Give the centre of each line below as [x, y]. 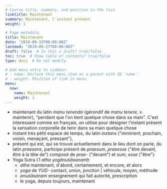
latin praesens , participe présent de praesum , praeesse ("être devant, [84, 149]
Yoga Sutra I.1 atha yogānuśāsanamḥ [51, 159]
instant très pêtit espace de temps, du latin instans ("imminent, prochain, [87, 133]
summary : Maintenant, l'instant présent [48, 19]
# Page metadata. [23, 33]
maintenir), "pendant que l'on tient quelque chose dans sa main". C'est [85, 117]
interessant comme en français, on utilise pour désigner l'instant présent [87, 122]
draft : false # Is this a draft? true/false [53, 51]
